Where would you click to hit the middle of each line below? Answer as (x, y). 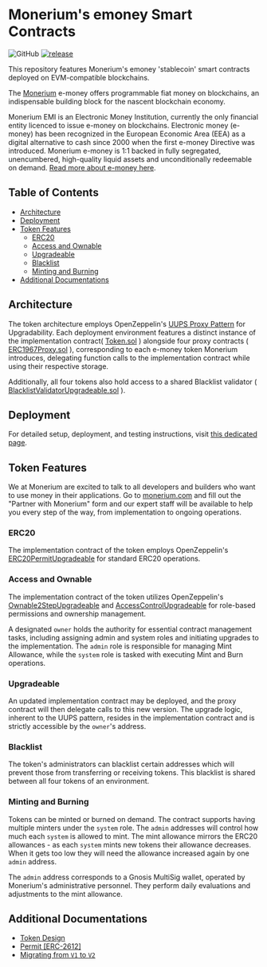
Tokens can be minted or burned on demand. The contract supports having (132, 819)
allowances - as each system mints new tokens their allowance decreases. (130, 844)
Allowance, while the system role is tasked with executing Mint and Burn (126, 654)
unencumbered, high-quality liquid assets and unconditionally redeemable (130, 159)
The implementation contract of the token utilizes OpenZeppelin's (116, 597)
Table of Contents (54, 193)
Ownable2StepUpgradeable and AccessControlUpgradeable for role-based (132, 605)
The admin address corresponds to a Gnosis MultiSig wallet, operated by (127, 877)
